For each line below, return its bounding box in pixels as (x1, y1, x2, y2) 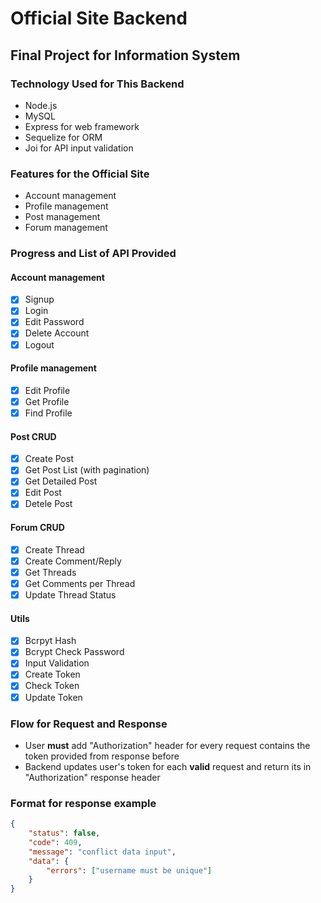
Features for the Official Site (10, 167, 150, 181)
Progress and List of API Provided (10, 247, 177, 261)
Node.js (24, 99, 58, 111)
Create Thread (24, 543, 85, 556)
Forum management (24, 222, 108, 234)
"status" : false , (28, 828, 101, 839)
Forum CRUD (10, 522, 65, 534)
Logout (24, 338, 55, 351)
